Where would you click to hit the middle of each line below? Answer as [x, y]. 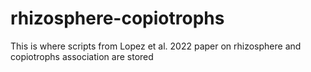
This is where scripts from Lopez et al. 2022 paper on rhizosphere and [156, 46]
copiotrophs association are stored [82, 56]
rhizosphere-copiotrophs [117, 18]
